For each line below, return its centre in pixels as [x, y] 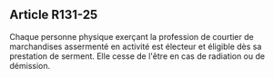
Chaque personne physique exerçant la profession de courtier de [132, 36]
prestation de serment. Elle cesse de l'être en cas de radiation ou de [137, 56]
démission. [30, 65]
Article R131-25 [54, 15]
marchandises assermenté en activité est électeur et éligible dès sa [136, 46]
